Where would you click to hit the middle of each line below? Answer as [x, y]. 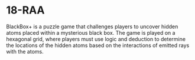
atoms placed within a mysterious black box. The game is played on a [91, 32]
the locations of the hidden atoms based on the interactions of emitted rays [98, 45]
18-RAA [26, 10]
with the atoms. [25, 51]
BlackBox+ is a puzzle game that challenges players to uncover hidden [92, 26]
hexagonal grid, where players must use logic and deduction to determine [96, 39]
